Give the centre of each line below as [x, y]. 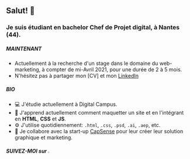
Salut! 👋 [20, 11]
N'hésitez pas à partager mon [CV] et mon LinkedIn [77, 76]
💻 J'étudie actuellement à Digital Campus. [66, 104]
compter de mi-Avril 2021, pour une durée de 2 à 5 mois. [114, 70]
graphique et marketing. [44, 137]
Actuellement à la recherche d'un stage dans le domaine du [86, 63]
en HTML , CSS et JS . [40, 119]
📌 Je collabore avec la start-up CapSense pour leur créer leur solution [99, 132]
